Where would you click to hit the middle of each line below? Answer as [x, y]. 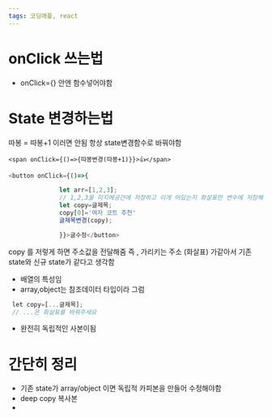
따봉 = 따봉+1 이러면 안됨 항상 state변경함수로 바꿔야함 [95, 142]
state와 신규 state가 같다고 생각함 [62, 261]
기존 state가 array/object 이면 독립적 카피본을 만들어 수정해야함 [121, 388]
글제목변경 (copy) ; [86, 220]
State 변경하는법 [61, 118]
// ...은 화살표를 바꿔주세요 [54, 312]
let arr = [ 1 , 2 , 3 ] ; [88, 190]
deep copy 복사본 [49, 399]
